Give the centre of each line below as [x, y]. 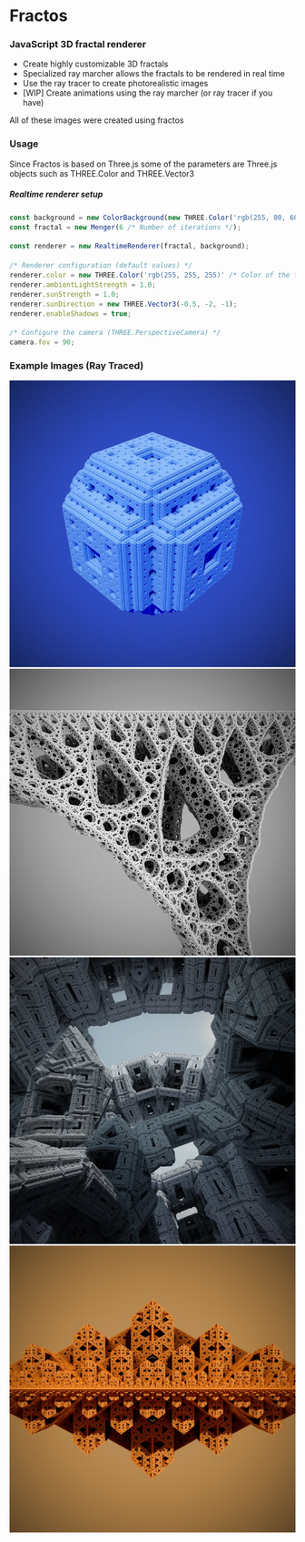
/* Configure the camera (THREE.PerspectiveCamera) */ [115, 333]
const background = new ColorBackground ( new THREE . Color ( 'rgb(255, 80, [148, 218]
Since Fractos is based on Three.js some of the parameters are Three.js [143, 164]
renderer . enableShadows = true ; [70, 314]
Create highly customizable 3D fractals [95, 64]
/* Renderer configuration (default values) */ [101, 266]
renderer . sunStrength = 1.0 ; [64, 294]
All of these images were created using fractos [97, 120]
